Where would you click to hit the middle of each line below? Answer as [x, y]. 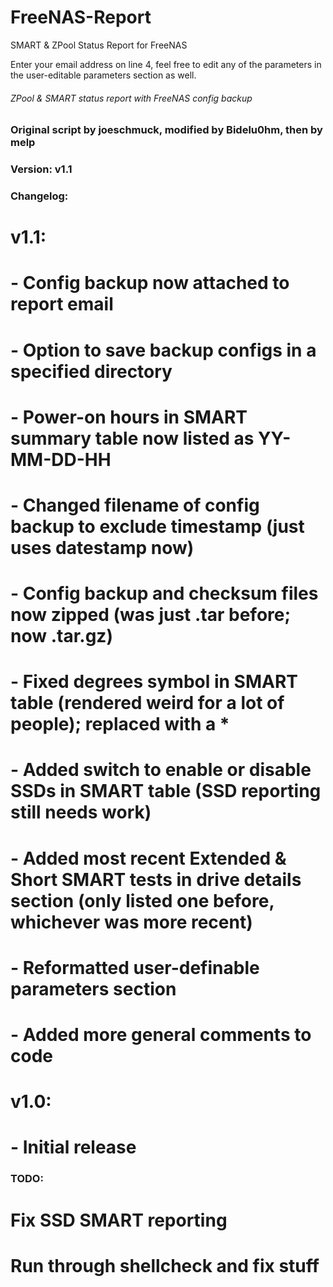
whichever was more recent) [131, 922]
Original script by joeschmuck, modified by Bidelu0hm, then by [166, 130]
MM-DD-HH [61, 459]
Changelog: [39, 196]
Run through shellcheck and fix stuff [165, 1265]
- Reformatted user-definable [135, 967]
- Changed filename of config [135, 505]
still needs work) [81, 812]
